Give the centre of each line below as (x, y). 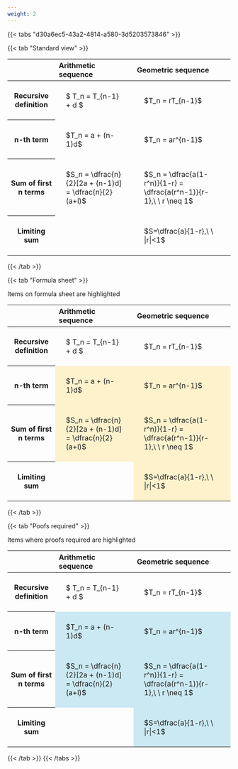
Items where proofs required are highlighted (72, 540)
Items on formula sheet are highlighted (64, 294)
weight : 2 (22, 14)
